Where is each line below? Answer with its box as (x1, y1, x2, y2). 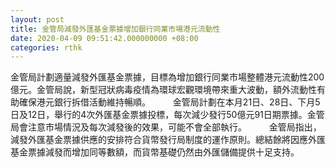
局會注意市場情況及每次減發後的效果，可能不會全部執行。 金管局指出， (10, 121, 322, 133)
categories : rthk (10, 42, 83, 53)
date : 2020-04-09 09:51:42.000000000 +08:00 (10, 33, 199, 43)
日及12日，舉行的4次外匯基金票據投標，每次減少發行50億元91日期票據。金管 (10, 109, 325, 121)
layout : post (10, 14, 65, 25)
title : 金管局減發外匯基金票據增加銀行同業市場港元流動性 (10, 24, 221, 34)
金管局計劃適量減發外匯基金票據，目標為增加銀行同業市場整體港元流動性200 (10, 71, 325, 83)
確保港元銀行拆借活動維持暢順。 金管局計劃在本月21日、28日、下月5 (18, 96, 321, 108)
